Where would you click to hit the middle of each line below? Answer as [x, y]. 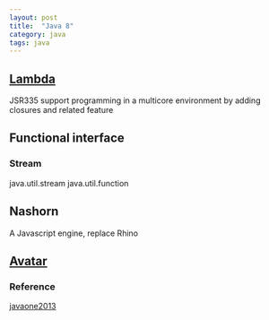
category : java [38, 34]
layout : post [34, 17]
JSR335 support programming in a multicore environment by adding [135, 100]
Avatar [28, 261]
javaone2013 [33, 307]
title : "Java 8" [42, 26]
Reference [32, 286]
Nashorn [34, 212]
